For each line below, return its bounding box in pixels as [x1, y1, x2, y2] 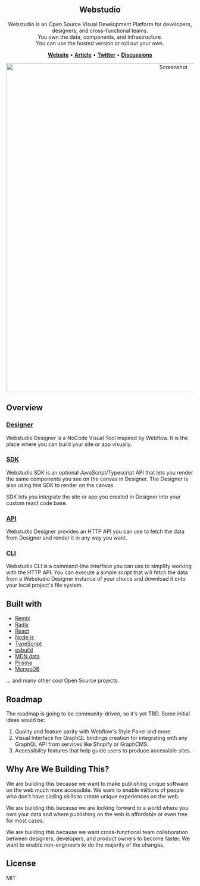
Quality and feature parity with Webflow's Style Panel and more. [14, 728, 173, 735]
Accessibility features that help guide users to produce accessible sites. [14, 747, 192, 754]
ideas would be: [6, 717, 45, 724]
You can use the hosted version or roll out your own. [36, 39, 164, 47]
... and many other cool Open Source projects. [6, 677, 120, 684]
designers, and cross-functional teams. [51, 27, 149, 34]
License [6, 859, 36, 869]
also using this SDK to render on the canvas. [6, 481, 115, 488]
